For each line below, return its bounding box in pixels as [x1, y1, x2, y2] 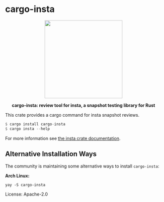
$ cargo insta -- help [5, 126, 50, 131]
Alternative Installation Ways [5, 150, 97, 158]
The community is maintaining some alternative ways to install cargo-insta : [5, 163, 160, 169]
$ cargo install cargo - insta [5, 121, 66, 127]
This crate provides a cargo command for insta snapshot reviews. [5, 112, 140, 118]
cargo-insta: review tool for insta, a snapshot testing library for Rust [11, 102, 156, 108]
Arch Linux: [5, 173, 30, 179]
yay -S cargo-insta [5, 182, 46, 188]
